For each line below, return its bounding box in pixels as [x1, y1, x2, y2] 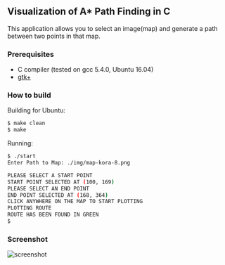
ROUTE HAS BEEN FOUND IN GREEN [7, 211, 99, 219]
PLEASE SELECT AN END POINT [7, 185, 90, 192]
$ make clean [7, 119, 46, 127]
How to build [7, 91, 51, 101]
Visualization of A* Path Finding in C [7, 6, 171, 18]
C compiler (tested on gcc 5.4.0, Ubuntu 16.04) [17, 65, 154, 74]
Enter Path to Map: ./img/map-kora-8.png [7, 160, 131, 167]
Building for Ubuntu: [7, 106, 65, 115]
